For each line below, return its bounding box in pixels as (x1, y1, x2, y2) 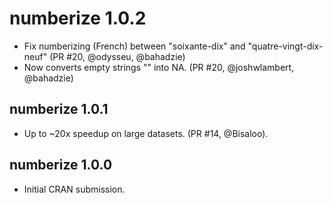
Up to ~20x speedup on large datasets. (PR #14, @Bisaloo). (23, 127, 269, 139)
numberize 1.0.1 (9, 101, 109, 118)
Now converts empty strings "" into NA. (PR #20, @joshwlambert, (23, 61, 295, 73)
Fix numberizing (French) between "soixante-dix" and (23, 40, 246, 52)
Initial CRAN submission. (23, 183, 126, 195)
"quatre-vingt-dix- (247, 40, 324, 52)
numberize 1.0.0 (9, 157, 113, 174)
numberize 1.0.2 (9, 7, 147, 30)
